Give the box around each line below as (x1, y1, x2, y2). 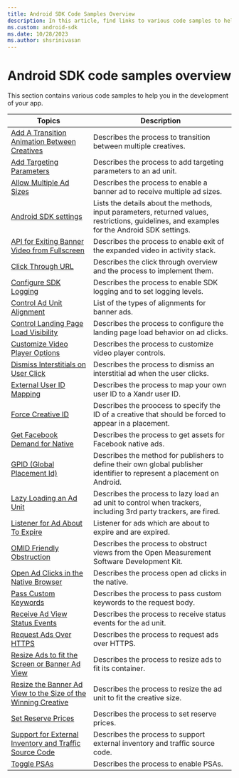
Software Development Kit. (92, 557, 183, 567)
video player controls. (92, 348, 166, 358)
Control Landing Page (11, 319, 84, 329)
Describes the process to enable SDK (92, 277, 218, 287)
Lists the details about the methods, (92, 198, 213, 208)
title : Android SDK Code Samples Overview (7, 10, 135, 18)
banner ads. (92, 307, 133, 317)
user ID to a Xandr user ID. (92, 389, 181, 399)
